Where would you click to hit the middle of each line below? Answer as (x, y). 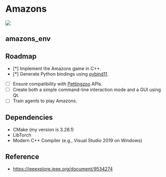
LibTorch (22, 135)
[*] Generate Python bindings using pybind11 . (61, 74)
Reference (22, 157)
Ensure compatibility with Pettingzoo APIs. (58, 84)
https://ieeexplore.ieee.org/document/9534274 (63, 169)
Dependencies (29, 117)
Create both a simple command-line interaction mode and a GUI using (87, 90)
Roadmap (21, 56)
